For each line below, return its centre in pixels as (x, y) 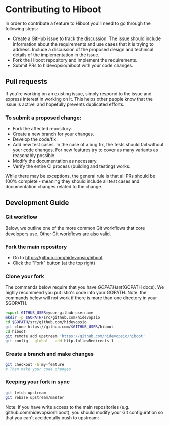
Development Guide (37, 203)
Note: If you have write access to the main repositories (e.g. (67, 407)
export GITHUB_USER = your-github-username (49, 313)
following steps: (22, 28)
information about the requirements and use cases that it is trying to (83, 44)
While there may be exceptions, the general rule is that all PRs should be (80, 176)
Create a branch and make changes (50, 354)
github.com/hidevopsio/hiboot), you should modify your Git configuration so (84, 412)
